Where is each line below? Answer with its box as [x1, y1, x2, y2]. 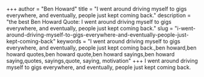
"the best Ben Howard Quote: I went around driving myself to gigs [6, 18, 172, 25]
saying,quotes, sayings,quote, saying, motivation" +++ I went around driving [6, 57, 198, 64]
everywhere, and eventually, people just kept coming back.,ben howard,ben [6, 44, 197, 51]
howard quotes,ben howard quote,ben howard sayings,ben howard [6, 51, 175, 57]
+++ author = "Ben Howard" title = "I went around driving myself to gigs [6, 5, 187, 12]
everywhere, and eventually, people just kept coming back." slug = [6, 24, 174, 32]
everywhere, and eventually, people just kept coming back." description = [6, 12, 191, 19]
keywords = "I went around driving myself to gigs [57, 38, 181, 45]
